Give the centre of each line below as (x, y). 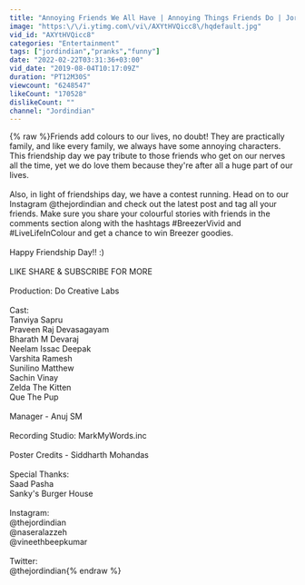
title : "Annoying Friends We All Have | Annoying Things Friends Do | (146, 18)
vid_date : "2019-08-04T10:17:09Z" (75, 69)
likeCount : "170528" (49, 94)
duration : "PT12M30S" (50, 77)
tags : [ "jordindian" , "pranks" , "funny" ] (85, 52)
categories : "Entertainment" (64, 43)
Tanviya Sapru (36, 320)
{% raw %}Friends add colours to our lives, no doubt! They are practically (147, 136)
